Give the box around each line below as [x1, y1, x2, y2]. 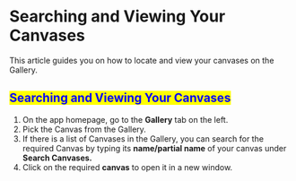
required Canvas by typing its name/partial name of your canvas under [22, 142, 287, 153]
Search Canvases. [22, 152, 92, 163]
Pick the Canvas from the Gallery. [22, 124, 146, 134]
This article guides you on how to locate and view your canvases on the [9, 55, 274, 65]
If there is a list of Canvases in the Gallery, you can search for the [22, 133, 265, 144]
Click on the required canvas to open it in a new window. [22, 161, 233, 172]
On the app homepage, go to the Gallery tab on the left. [22, 114, 229, 125]
